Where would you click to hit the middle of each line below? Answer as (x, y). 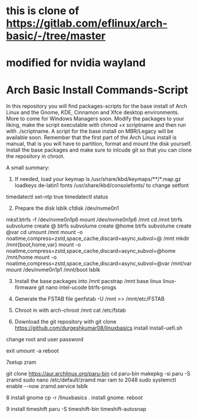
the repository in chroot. (35, 156)
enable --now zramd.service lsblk (47, 386)
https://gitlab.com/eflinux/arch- (87, 23)
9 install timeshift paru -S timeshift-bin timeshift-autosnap (76, 409)
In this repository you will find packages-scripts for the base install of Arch (97, 106)
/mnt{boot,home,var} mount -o (44, 245)
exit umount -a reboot (32, 351)
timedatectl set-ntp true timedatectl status (57, 197)
